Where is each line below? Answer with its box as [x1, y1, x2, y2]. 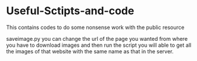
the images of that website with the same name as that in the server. [6, 47, 174, 54]
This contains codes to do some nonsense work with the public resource [6, 24, 185, 31]
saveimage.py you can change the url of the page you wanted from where [6, 35, 188, 42]
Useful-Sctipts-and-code [6, 4, 135, 18]
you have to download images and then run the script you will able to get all [6, 41, 192, 49]
